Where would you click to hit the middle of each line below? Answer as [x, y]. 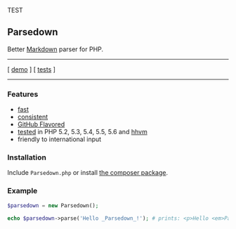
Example [22, 191]
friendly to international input [59, 139]
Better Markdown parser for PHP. [55, 49]
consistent [33, 117]
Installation [27, 157]
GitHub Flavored [41, 124]
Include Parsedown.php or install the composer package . [88, 173]
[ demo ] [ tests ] [32, 69]
